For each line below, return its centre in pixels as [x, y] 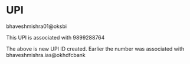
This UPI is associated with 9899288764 [55, 37]
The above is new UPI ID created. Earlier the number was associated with [95, 49]
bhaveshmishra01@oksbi [36, 26]
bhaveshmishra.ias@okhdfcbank [46, 55]
